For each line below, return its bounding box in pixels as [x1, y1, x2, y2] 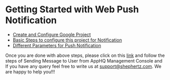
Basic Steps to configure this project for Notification [12, 37, 123, 43]
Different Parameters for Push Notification [12, 42, 101, 48]
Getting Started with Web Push [5, 4, 139, 15]
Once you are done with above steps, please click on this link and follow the [5, 52, 165, 58]
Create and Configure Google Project [12, 31, 91, 37]
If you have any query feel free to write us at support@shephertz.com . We [5, 63, 162, 69]
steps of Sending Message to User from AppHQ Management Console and [5, 57, 162, 64]
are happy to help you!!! [5, 68, 55, 75]
